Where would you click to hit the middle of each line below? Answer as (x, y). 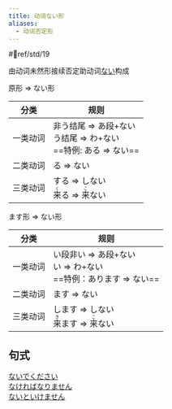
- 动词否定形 (35, 31)
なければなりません (41, 386)
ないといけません (37, 397)
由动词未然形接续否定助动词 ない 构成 (69, 71)
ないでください (33, 376)
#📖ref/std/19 (29, 54)
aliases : (23, 24)
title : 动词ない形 (37, 16)
